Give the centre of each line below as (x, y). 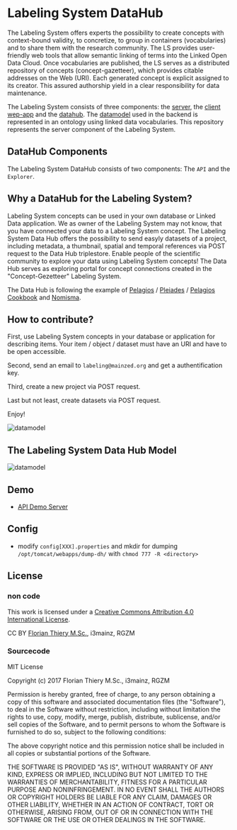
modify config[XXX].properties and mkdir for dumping (98, 546)
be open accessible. (37, 352)
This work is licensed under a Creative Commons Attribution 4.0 (101, 612)
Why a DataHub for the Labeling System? (100, 199)
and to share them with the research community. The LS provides (103, 48)
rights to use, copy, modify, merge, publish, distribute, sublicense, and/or (114, 716)
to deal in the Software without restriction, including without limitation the (114, 709)
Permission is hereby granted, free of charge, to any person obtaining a (111, 694)
